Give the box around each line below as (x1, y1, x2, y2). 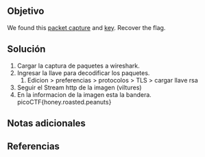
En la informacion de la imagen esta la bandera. (16, 90, 152, 98)
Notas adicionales (7, 117, 86, 129)
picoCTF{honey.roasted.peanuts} (16, 98, 112, 106)
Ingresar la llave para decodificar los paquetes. (16, 68, 150, 77)
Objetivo (7, 5, 45, 17)
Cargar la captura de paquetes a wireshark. (16, 61, 141, 70)
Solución (7, 44, 46, 55)
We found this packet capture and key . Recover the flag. (7, 23, 166, 31)
